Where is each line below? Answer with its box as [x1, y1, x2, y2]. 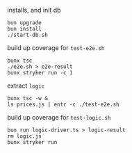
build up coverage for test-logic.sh [7, 113, 111, 121]
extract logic [7, 81, 45, 90]
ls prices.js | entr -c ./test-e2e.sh [7, 101, 119, 108]
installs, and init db [7, 6, 61, 14]
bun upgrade [7, 19, 42, 26]
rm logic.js [7, 133, 42, 140]
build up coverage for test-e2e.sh [7, 44, 105, 51]
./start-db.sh [7, 31, 49, 38]
